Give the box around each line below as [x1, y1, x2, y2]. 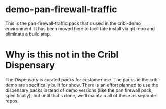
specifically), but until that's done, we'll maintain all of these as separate [5, 92, 156, 98]
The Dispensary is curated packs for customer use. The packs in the [5, 76, 149, 82]
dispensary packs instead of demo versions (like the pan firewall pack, [5, 87, 153, 93]
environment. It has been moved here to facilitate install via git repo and [5, 25, 155, 31]
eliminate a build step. [5, 31, 51, 37]
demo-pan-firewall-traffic [5, 4, 118, 15]
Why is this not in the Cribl [5, 49, 119, 60]
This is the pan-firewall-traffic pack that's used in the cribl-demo [5, 20, 141, 26]
